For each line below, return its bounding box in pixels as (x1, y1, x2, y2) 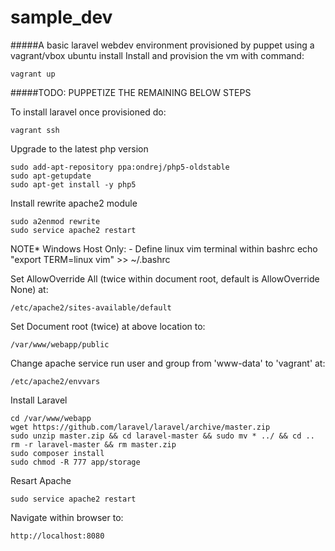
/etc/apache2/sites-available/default (10, 302, 172, 313)
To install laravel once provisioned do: (10, 106, 167, 118)
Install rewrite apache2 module (10, 197, 138, 209)
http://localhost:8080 (10, 531, 105, 541)
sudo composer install (10, 448, 105, 458)
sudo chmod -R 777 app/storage (10, 457, 141, 467)
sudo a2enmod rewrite (10, 216, 101, 226)
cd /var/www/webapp (10, 413, 92, 423)
